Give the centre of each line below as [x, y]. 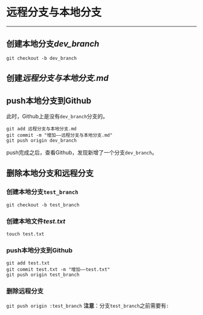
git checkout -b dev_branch [42, 58]
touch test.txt [25, 234]
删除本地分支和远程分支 [50, 173]
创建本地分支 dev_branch [53, 44]
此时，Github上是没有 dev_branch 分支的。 [57, 116]
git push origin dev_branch [42, 140]
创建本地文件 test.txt [36, 221]
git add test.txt [28, 263]
